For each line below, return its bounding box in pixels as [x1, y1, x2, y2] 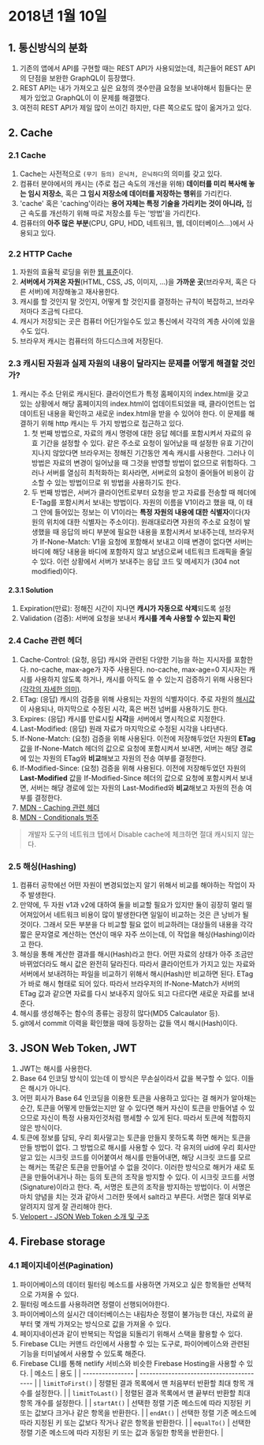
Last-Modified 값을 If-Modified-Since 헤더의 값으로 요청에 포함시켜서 [19, 773, 239, 782]
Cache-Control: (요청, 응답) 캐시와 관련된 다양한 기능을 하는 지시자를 [19, 654, 232, 664]
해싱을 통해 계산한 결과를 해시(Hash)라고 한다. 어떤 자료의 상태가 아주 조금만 [19, 949, 254, 959]
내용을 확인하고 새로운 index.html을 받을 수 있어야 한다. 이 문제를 [46, 409, 247, 418]
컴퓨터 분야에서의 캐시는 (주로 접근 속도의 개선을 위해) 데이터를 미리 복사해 [19, 178, 247, 188]
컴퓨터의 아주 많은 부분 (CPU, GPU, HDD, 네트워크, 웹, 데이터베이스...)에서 [19, 218, 246, 227]
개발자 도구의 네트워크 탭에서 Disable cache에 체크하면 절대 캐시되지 [27, 829, 240, 839]
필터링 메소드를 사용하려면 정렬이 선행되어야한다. [19, 1299, 169, 1308]
